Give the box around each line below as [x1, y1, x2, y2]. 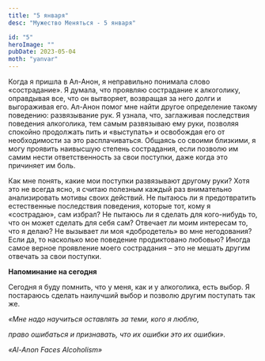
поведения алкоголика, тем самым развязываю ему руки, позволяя [8, 119, 239, 128]
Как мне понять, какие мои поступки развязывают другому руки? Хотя [8, 176, 250, 186]
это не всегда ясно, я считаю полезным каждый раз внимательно [8, 185, 233, 194]
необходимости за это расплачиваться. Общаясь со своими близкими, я [8, 136, 256, 145]
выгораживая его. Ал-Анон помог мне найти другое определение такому [8, 102, 258, 111]
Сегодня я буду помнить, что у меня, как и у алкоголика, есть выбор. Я [8, 282, 251, 291]
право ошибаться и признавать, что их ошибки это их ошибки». [8, 329, 226, 339]
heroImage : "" [8, 40, 55, 48]
